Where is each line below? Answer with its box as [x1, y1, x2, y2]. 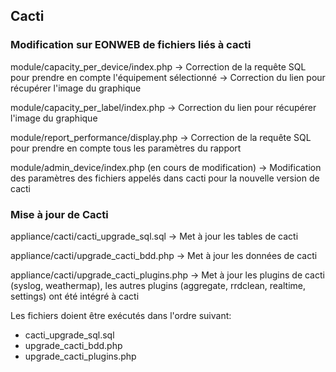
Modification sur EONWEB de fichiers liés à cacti [10, 38, 252, 52]
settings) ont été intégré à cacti [10, 290, 140, 302]
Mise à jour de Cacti [10, 207, 109, 221]
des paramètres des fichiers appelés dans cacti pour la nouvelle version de [10, 172, 320, 184]
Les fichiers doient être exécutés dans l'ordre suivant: [10, 309, 232, 321]
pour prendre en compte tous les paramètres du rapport [10, 142, 242, 154]
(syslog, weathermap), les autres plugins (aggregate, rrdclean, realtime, [10, 279, 307, 291]
